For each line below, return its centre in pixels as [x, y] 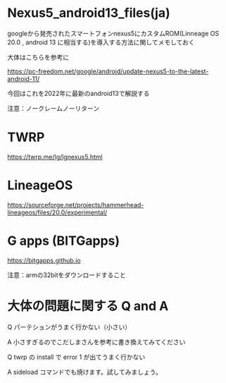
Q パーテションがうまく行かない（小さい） [69, 327]
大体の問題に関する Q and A [88, 306]
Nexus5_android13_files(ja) [89, 13]
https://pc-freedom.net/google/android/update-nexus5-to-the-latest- [108, 71]
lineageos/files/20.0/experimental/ [57, 212]
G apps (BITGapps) [64, 241]
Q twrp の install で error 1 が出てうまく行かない [76, 357]
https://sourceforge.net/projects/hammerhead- [76, 205]
